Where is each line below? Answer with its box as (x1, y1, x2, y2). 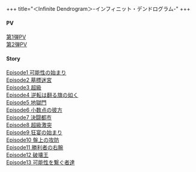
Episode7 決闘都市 (6, 114, 52, 121)
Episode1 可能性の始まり (6, 69, 67, 76)
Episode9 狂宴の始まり (6, 129, 63, 136)
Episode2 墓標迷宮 (6, 77, 52, 84)
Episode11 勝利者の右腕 (6, 144, 64, 151)
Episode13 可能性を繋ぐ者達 (6, 159, 75, 166)
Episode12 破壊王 (6, 152, 49, 159)
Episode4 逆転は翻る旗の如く (6, 92, 79, 99)
